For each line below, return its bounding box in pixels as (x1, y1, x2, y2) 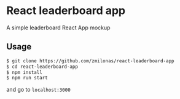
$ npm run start (6, 75, 48, 81)
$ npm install (6, 69, 43, 75)
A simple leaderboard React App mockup (6, 24, 111, 31)
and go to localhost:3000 (6, 86, 71, 94)
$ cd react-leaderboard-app (6, 64, 79, 70)
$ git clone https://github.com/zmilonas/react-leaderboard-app (6, 57, 174, 64)
